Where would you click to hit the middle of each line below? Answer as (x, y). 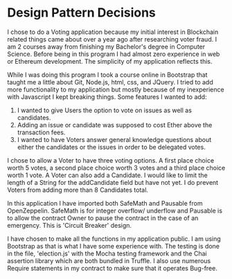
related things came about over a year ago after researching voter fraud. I (112, 39)
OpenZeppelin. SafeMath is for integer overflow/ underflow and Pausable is (115, 210)
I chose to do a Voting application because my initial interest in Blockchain (113, 32)
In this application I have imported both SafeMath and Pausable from (105, 203)
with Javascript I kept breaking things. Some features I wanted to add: (107, 97)
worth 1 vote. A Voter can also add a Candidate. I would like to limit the (107, 175)
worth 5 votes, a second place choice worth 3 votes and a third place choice (116, 168)
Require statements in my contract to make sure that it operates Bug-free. (113, 268)
